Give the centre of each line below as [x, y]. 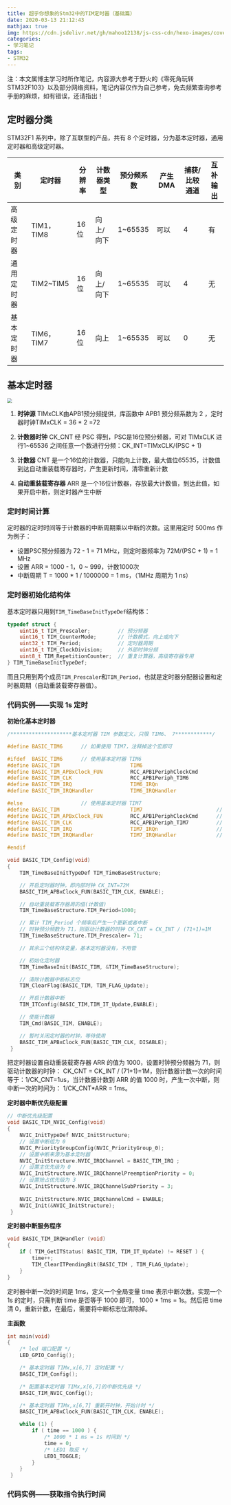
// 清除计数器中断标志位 [50, 979]
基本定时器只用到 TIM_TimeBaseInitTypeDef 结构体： [79, 611]
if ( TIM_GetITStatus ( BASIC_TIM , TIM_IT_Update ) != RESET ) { [112, 1252]
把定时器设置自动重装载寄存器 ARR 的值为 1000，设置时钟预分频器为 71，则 [114, 1063]
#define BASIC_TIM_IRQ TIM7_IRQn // [115, 829]
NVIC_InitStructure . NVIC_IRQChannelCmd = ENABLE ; [92, 1199]
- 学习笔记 [21, 45]
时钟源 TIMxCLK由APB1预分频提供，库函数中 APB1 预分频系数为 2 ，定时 [120, 414]
